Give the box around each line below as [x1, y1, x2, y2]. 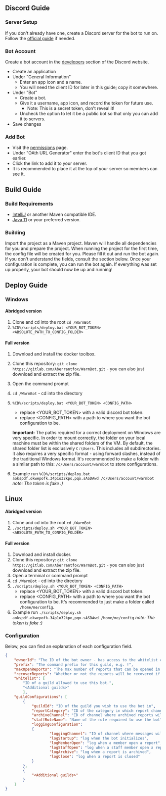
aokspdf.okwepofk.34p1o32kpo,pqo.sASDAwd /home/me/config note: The [12, 614, 155, 620]
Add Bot [5, 133, 25, 140]
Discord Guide [5, 4, 50, 12]
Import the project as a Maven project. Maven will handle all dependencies [5, 240, 157, 247]
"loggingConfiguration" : [31, 722, 83, 727]
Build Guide [5, 185, 41, 194]
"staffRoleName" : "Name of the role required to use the [31, 717, 152, 722]
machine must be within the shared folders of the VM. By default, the [12, 440, 153, 446]
